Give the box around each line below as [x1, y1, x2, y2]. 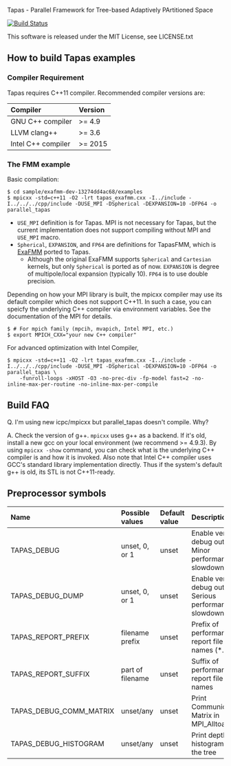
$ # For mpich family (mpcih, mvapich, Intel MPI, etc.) [7, 325, 174, 332]
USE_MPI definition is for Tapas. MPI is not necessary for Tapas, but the [16, 218, 217, 226]
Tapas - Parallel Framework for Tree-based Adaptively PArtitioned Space [7, 6, 213, 14]
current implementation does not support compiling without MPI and [16, 226, 211, 234]
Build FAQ [7, 400, 50, 411]
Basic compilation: [7, 175, 60, 183]
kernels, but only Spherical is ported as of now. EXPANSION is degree [27, 262, 220, 270]
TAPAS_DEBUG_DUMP [10, 591, 84, 600]
